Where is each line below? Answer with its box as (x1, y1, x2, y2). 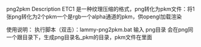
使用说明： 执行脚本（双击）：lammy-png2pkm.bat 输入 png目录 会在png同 (6, 26, 194, 33)
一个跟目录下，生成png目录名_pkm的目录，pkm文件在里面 (6, 34, 152, 41)
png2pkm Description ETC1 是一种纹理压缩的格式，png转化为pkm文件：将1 (6, 5, 195, 12)
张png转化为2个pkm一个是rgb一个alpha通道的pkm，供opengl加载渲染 (6, 13, 182, 20)
